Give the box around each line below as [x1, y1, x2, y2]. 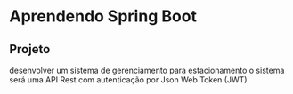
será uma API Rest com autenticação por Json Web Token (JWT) [9, 74, 248, 85]
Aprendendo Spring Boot [9, 6, 198, 27]
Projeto [9, 42, 51, 57]
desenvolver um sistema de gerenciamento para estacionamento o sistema [9, 65, 285, 75]
